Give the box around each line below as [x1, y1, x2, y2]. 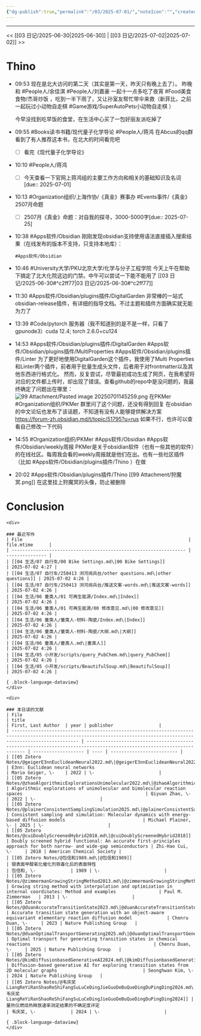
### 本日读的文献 [6, 706, 44, 712]
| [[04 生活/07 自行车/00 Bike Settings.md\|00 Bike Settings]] [6, 559, 166, 565]
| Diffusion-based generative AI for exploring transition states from [6, 962, 188, 968]
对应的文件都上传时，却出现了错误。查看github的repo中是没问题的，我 [14, 378, 189, 385]
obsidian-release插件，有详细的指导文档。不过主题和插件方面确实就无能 [14, 300, 193, 307]
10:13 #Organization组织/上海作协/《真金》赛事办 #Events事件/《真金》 [14, 193, 190, 200]
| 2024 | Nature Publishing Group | [6, 972, 103, 979]
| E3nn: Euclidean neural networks [6, 764, 95, 771]
